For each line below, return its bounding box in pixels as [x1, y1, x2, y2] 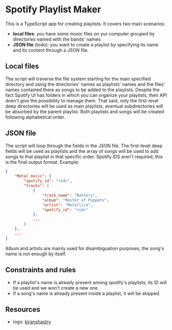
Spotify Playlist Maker [5, 4, 101, 15]
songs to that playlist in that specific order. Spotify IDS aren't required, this [5, 153, 163, 160]
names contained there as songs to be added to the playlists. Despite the [5, 86, 160, 93]
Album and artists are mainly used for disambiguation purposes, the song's [5, 245, 164, 251]
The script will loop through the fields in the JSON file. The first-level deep [5, 143, 163, 149]
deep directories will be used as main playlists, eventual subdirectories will [5, 103, 163, 109]
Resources [5, 305, 41, 314]
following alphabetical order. [5, 114, 66, 120]
